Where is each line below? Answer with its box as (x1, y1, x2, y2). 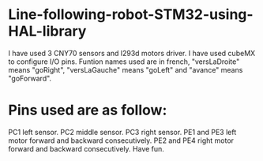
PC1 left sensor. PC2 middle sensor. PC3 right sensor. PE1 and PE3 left (8, 127, 237, 137)
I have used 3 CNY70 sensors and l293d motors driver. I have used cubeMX (8, 48, 256, 58)
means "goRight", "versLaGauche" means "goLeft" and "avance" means (8, 65, 243, 74)
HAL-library (8, 22, 87, 40)
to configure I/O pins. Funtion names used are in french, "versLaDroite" (8, 57, 240, 66)
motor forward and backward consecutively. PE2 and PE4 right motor (8, 136, 235, 145)
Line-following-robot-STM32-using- (8, 6, 254, 24)
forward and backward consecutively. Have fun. (8, 144, 164, 153)
